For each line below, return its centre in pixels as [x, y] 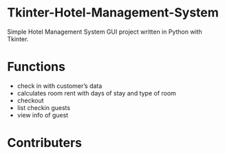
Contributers [45, 143]
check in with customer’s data [60, 86]
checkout [30, 100]
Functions [36, 67]
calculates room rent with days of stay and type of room [97, 93]
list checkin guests [44, 107]
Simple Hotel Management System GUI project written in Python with [105, 32]
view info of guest [43, 115]
